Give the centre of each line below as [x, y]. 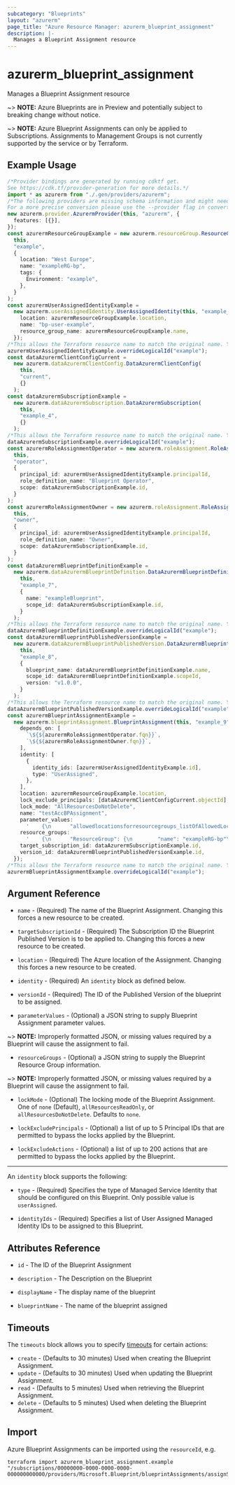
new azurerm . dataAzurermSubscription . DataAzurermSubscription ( [107, 403]
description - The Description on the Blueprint [85, 1278]
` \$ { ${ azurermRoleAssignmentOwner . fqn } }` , [88, 742]
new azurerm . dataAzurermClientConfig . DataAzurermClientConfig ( [107, 364]
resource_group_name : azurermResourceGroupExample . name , [105, 331]
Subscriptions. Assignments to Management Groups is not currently [105, 136]
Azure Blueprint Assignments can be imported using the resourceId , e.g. [112, 1449]
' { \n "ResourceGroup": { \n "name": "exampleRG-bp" [126, 839]
